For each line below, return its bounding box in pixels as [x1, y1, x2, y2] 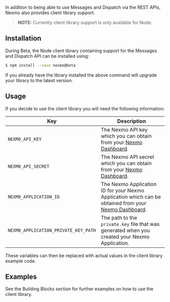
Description [117, 118, 146, 125]
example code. [5, 258, 36, 264]
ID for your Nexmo [101, 187, 145, 194]
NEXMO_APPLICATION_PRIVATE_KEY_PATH [8, 228, 96, 233]
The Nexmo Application [101, 180, 157, 187]
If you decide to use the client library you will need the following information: [5, 105, 165, 111]
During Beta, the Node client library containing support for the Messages [5, 48, 157, 54]
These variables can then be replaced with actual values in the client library [5, 252, 163, 258]
